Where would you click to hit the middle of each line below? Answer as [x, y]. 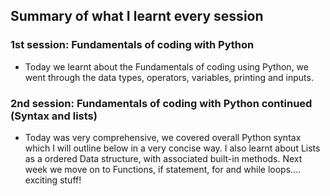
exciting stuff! [53, 180]
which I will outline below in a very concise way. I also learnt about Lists [172, 148]
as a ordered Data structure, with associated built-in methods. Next [163, 158]
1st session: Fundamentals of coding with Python [132, 45]
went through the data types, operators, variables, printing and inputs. [169, 77]
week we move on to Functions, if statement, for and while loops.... [163, 169]
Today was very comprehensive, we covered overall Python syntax [163, 137]
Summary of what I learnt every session [137, 16]
